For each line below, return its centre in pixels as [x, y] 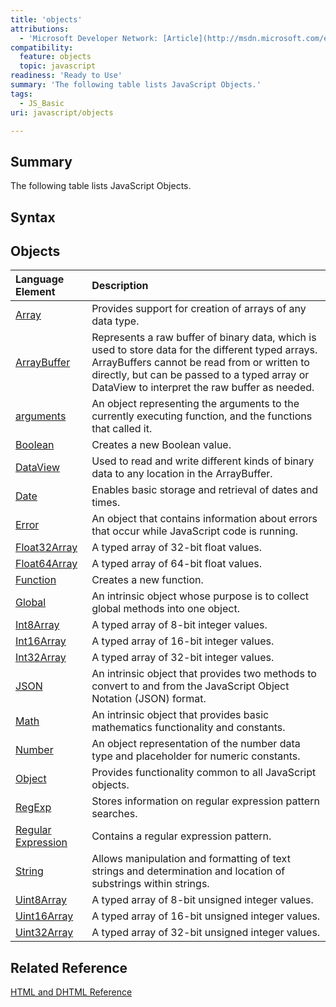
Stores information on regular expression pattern [205, 801]
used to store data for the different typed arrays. [204, 350]
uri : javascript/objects [62, 112]
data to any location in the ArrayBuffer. [182, 474]
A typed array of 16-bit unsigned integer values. [206, 916]
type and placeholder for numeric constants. [196, 756]
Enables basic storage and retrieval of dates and [205, 490]
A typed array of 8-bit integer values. [179, 625]
